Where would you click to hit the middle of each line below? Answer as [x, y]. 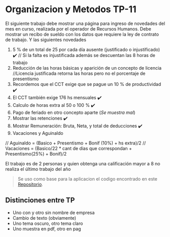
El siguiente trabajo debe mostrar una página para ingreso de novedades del [85, 23]
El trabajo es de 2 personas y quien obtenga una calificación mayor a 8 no [83, 163]
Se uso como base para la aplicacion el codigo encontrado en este [87, 179]
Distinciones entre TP [40, 200]
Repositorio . [30, 184]
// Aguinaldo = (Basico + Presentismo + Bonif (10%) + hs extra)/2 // [76, 143]
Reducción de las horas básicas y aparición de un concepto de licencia [87, 68]
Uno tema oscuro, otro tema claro [48, 223]
